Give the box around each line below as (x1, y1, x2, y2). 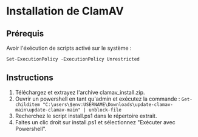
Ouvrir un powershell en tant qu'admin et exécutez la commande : (15, 95, 180, 102)
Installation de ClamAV (6, 4, 124, 18)
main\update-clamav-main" (15, 107, 81, 113)
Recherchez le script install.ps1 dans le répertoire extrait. (15, 112, 157, 119)
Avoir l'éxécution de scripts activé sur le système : (6, 44, 132, 52)
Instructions (6, 73, 53, 83)
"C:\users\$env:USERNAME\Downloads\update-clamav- (42, 101, 174, 107)
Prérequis (6, 28, 44, 39)
